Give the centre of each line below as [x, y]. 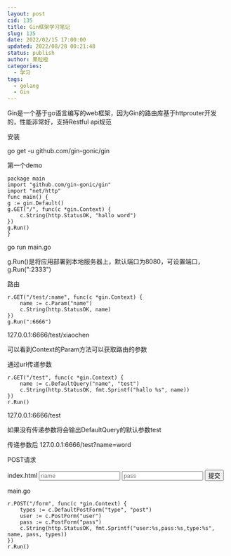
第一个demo [25, 165]
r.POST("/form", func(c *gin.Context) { [67, 504]
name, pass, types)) [38, 535]
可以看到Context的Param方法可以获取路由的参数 [77, 349]
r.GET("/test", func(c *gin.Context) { [66, 378]
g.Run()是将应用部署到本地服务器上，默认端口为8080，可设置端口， [106, 261]
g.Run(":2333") [29, 270]
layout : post [26, 14]
